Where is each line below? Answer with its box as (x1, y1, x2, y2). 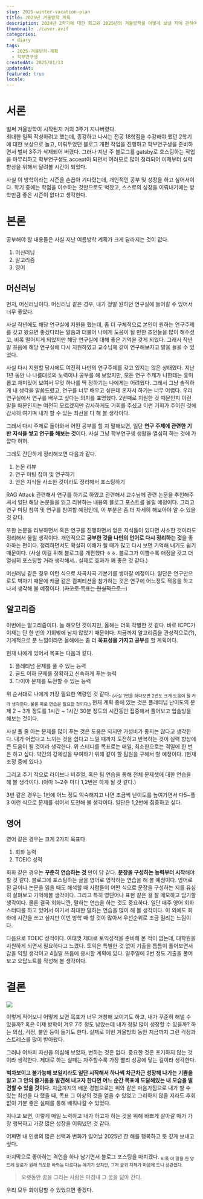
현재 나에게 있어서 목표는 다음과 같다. (6, 649, 94, 656)
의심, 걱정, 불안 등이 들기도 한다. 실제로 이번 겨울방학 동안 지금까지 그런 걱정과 (12, 1028, 196, 1035)
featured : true (6, 71, 45, 77)
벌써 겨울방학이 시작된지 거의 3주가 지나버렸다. (6, 125, 116, 133)
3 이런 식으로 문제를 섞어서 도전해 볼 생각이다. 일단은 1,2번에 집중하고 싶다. (6, 799, 182, 806)
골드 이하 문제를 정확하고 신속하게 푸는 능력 (14, 670, 117, 677)
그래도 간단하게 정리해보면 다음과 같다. (6, 450, 97, 457)
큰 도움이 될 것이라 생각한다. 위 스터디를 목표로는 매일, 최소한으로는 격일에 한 (6, 743, 187, 750)
